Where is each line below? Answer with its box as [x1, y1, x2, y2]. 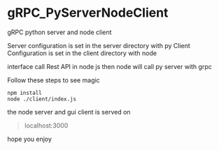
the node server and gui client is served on [7, 107, 131, 116]
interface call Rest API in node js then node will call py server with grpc [7, 62, 212, 70]
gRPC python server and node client [7, 28, 112, 36]
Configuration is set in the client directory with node [7, 49, 157, 57]
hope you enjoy [7, 135, 52, 143]
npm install [7, 89, 42, 96]
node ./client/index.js [7, 96, 77, 103]
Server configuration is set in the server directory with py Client [7, 41, 190, 50]
